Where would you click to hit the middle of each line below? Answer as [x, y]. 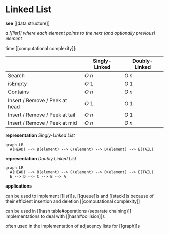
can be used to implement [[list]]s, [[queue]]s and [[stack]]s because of [80, 196]
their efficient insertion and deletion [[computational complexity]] [73, 201]
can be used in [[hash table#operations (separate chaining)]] [68, 211]
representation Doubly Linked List [41, 158]
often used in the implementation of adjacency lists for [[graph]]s [73, 226]
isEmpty [17, 83]
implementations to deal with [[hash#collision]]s [55, 216]
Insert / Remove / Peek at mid [43, 123]
